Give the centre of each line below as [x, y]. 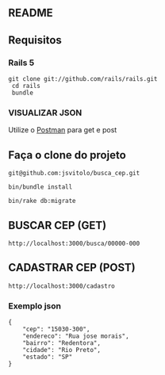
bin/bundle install [40, 187]
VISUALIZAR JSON [45, 113]
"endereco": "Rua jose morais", [76, 336]
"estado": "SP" [48, 357]
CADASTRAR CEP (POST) [72, 268]
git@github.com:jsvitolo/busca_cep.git [74, 174]
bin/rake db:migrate [42, 201]
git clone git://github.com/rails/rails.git [83, 79]
